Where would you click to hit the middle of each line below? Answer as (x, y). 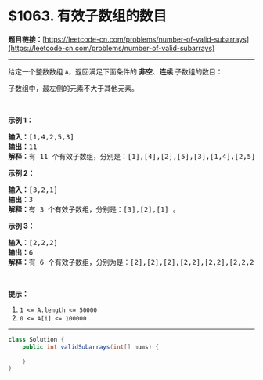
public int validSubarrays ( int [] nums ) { (90, 347)
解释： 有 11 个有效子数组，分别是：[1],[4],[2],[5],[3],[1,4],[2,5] (132, 156)
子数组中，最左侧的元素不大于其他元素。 (73, 88)
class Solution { (36, 339)
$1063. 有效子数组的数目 (88, 16)
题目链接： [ (27, 39)
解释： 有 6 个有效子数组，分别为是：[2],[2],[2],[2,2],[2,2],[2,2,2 (131, 262)
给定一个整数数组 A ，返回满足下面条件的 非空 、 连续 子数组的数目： (115, 71)
